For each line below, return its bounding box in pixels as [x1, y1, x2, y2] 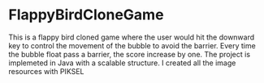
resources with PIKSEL [8, 66, 84, 76]
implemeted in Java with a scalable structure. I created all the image [8, 58, 236, 68]
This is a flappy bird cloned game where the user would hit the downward [8, 32, 255, 42]
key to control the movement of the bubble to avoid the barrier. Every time [8, 40, 256, 50]
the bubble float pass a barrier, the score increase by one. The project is [8, 49, 250, 59]
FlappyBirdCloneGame [8, 6, 164, 24]
